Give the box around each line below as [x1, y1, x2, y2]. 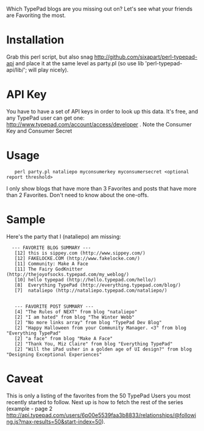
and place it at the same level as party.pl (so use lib [15, 59, 144, 67]
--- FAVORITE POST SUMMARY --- [14, 303, 94, 310]
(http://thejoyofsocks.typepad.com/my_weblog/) [6, 271, 130, 277]
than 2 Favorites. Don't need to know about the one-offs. [6, 191, 149, 198]
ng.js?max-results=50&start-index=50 [6, 418, 102, 425]
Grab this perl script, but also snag [6, 53, 93, 60]
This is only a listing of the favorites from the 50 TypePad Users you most [6, 392, 191, 399]
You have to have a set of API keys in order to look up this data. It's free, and [6, 107, 199, 115]
